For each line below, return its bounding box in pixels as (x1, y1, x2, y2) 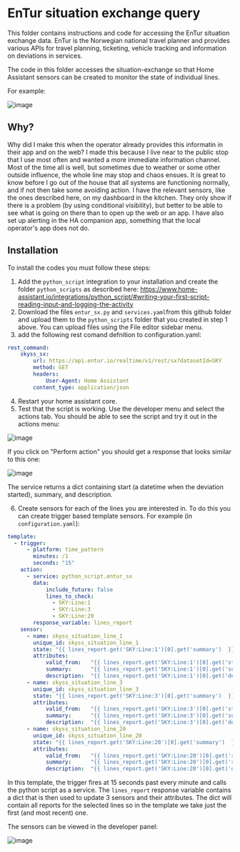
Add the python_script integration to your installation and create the (17, 277, 219, 286)
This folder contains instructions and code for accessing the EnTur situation (7, 29, 230, 37)
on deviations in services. (7, 51, 83, 60)
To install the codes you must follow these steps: (7, 263, 151, 272)
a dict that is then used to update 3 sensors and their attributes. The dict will (7, 793, 232, 802)
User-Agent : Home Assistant (45, 377, 130, 384)
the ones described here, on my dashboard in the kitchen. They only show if (7, 193, 232, 201)
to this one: (7, 455, 41, 463)
